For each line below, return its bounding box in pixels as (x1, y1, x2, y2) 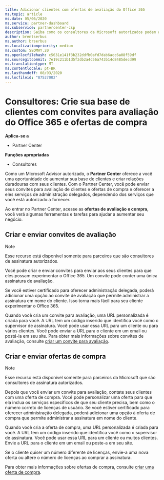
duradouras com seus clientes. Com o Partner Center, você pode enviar (5, 181, 150, 187)
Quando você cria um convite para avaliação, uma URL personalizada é (5, 312, 149, 318)
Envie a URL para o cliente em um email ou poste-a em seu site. (5, 440, 133, 446)
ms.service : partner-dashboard (5, 20, 69, 26)
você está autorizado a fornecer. (5, 196, 71, 202)
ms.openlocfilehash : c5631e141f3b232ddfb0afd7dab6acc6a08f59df (5, 52, 137, 58)
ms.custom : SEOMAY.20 (5, 48, 49, 53)
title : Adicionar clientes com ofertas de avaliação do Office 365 (5, 7, 145, 12)
